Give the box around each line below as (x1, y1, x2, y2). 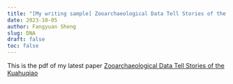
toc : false (7, 42, 39, 49)
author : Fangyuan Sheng (7, 23, 77, 30)
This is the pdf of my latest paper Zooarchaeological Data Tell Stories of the (7, 62, 225, 69)
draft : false (7, 36, 45, 43)
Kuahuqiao (7, 69, 38, 77)
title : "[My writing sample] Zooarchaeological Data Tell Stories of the (7, 10, 227, 17)
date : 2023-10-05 (7, 17, 58, 24)
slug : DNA (7, 29, 36, 37)
